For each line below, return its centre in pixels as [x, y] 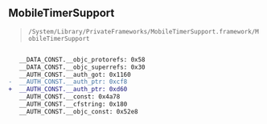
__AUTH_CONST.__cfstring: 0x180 [73, 104]
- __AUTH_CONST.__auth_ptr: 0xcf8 [68, 82]
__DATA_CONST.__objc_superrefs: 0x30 [82, 67]
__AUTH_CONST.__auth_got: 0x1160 [75, 74]
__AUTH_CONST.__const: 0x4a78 [70, 97]
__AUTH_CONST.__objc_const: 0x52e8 [78, 111]
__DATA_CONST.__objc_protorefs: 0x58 [82, 59]
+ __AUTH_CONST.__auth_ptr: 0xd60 [68, 90]
